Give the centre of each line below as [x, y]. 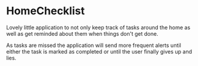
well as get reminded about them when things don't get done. [82, 33]
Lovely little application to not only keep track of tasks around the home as [98, 27]
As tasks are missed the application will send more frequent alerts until [94, 45]
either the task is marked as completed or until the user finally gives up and [99, 51]
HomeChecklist [46, 11]
